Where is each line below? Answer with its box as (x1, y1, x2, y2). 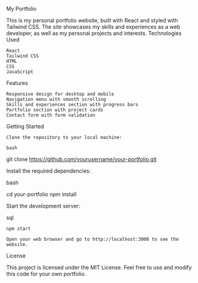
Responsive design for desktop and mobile (6, 91, 114, 97)
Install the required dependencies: (6, 167, 91, 174)
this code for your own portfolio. (6, 270, 86, 277)
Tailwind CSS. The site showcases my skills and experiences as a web (6, 24, 181, 30)
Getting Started (6, 123, 45, 130)
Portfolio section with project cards (6, 107, 104, 113)
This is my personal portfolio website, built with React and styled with (6, 17, 179, 24)
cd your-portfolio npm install (6, 191, 77, 198)
